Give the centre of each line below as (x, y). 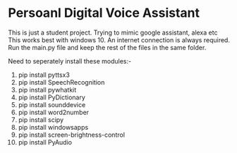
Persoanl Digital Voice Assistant (104, 13)
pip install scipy (41, 120)
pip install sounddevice (52, 104)
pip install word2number (54, 112)
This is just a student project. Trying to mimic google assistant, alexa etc (113, 32)
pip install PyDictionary (51, 97)
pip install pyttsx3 (44, 75)
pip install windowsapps (53, 127)
